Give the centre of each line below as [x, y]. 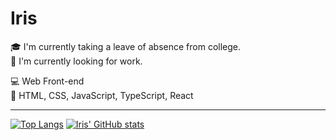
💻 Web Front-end [47, 81]
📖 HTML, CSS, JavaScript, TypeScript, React [102, 95]
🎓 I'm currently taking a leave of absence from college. [126, 46]
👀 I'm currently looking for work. [76, 61]
